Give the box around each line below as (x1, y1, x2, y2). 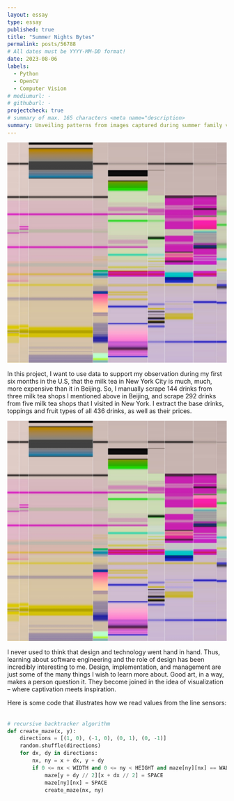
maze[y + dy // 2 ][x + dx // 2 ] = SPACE (44, 772, 164, 779)
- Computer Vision (13, 85, 68, 92)
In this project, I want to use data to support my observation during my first (7, 369, 223, 377)
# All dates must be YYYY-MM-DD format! (7, 48, 127, 55)
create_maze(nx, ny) (44, 786, 104, 793)
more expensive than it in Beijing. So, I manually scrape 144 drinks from (7, 384, 212, 393)
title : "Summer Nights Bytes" (7, 34, 95, 41)
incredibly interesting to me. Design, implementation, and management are (7, 663, 221, 671)
